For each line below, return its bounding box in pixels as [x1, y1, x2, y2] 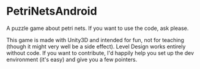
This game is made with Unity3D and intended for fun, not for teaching [6, 36, 185, 43]
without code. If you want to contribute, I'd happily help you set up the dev [6, 49, 194, 56]
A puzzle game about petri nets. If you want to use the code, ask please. [6, 24, 189, 32]
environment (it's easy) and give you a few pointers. [6, 56, 138, 63]
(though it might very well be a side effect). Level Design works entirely [6, 43, 186, 50]
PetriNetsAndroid [6, 4, 97, 18]
